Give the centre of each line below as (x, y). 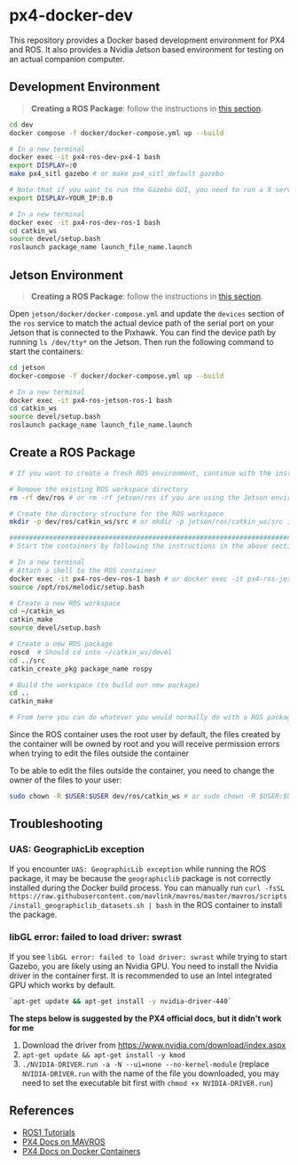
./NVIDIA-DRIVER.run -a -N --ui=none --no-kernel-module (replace (145, 1064)
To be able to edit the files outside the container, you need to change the (142, 771)
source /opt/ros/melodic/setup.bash (77, 587)
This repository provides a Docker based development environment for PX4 (147, 40)
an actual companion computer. (67, 59)
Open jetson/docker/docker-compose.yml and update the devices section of (147, 313)
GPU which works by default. (63, 984)
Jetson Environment (67, 275)
